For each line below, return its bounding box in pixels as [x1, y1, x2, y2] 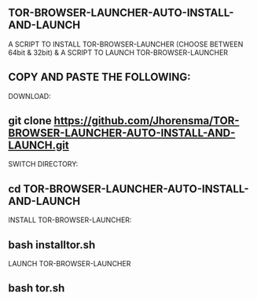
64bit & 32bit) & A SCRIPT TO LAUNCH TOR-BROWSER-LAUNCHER [8, 47, 229, 57]
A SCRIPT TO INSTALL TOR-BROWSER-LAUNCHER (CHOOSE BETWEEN [8, 39, 244, 49]
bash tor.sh [8, 282, 65, 295]
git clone [8, 114, 53, 128]
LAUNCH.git [8, 139, 69, 152]
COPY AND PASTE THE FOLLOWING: [8, 71, 191, 84]
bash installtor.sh [8, 238, 96, 251]
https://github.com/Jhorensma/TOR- [53, 114, 240, 128]
